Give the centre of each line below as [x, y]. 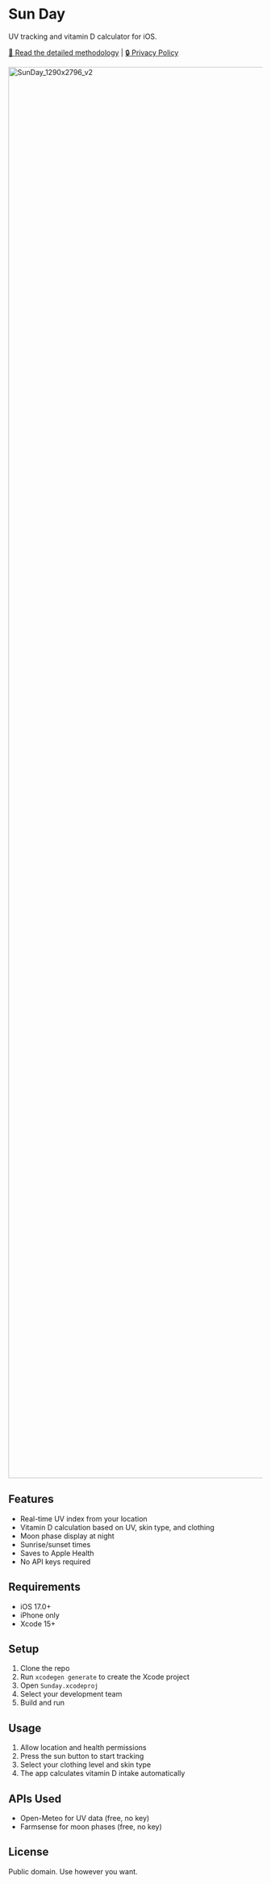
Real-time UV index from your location [83, 1518]
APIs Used [35, 1799]
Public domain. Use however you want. [73, 1871]
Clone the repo [45, 1668]
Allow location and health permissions [83, 1748]
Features [31, 1499]
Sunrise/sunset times [55, 1544]
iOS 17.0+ [35, 1606]
